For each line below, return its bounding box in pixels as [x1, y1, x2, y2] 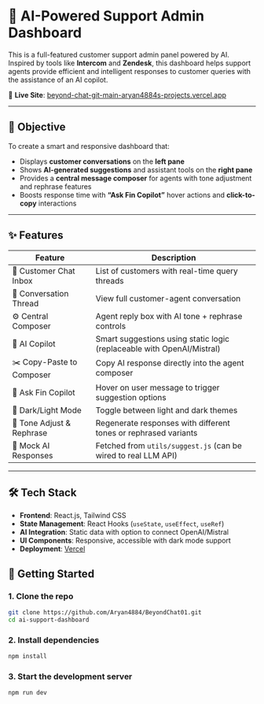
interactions [38, 198, 77, 208]
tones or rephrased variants [95, 427, 198, 438]
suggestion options [95, 391, 167, 402]
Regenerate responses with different [95, 417, 230, 428]
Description [151, 252, 196, 263]
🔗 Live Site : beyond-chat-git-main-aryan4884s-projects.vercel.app [8, 90, 226, 99]
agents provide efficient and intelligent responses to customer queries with [8, 66, 251, 76]
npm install [8, 653, 47, 661]
